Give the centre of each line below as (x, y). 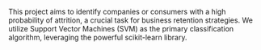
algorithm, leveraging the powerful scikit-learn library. (98, 37)
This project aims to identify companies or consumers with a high (117, 12)
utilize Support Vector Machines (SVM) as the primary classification (121, 29)
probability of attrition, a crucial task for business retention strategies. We (130, 20)
